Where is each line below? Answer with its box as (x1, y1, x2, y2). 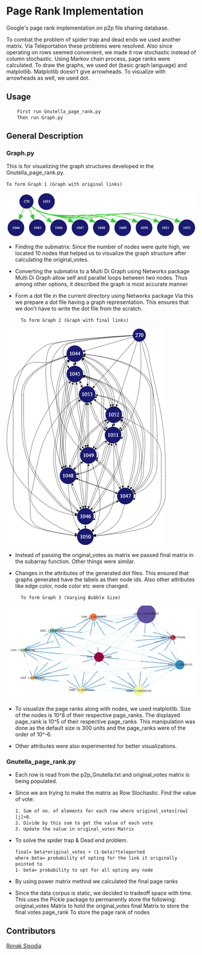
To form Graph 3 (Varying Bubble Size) (21, 595, 121, 601)
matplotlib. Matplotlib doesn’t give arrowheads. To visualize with (6, 68, 166, 75)
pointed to (14, 861, 43, 867)
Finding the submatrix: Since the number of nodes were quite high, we (14, 243, 190, 251)
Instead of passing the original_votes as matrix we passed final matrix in (14, 552, 194, 559)
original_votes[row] (136, 808, 188, 814)
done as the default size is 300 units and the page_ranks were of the (14, 724, 186, 731)
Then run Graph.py (17, 115, 63, 121)
